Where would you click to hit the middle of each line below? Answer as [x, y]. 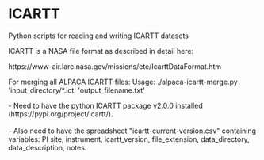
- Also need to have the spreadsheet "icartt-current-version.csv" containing [132, 131]
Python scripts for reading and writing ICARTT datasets [98, 36]
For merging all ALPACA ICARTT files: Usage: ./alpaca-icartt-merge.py [123, 82]
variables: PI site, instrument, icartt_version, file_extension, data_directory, [129, 139]
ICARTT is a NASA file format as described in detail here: [101, 51]
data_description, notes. [48, 147]
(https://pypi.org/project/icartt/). [61, 114]
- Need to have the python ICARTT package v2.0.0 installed [106, 105]
